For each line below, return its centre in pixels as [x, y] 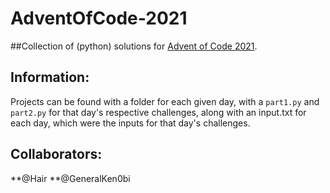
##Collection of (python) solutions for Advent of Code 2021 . [134, 46]
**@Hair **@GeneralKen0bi [70, 178]
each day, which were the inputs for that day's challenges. [130, 123]
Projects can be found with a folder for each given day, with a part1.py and [165, 101]
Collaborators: [56, 154]
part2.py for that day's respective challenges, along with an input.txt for [158, 112]
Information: [50, 77]
